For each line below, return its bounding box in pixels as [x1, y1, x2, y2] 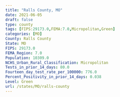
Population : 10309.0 [5, 55, 50, 61]
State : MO [5, 41, 27, 46]
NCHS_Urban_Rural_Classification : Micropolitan [5, 60, 109, 65]
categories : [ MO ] [5, 31, 42, 36]
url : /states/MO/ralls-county [5, 84, 70, 89]
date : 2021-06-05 [5, 12, 42, 17]
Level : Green [5, 79, 33, 84]
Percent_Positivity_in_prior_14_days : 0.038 [5, 74, 102, 80]
